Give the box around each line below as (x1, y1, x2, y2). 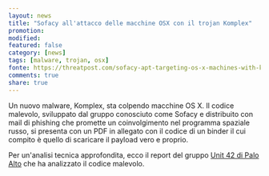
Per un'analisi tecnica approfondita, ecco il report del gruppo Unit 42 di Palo (8, 150, 259, 160)
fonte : (8, 64, 30, 72)
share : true (8, 78, 48, 86)
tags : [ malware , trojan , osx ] (8, 57, 110, 65)
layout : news (8, 11, 52, 20)
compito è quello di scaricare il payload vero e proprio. (8, 134, 189, 144)
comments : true (8, 71, 59, 79)
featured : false (8, 42, 62, 50)
